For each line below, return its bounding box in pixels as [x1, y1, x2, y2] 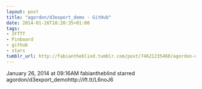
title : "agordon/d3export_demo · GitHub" [6, 14, 112, 20]
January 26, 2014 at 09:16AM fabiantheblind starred [6, 69, 135, 76]
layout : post [6, 8, 39, 15]
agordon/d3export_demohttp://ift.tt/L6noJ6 [6, 76, 114, 83]
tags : [6, 25, 20, 32]
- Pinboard [6, 36, 34, 42]
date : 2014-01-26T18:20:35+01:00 [6, 20, 90, 26]
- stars [6, 48, 26, 54]
